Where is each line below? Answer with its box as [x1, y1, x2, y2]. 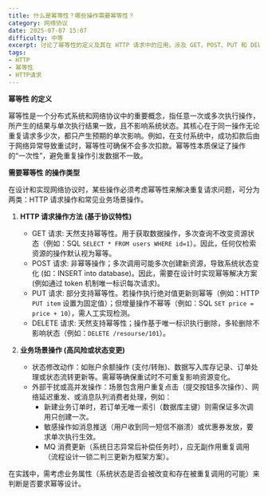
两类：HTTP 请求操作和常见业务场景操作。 [8, 195, 148, 204]
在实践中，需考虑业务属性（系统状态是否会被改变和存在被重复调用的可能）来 [8, 468, 260, 478]
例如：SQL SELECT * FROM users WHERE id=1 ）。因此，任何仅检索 [45, 238, 257, 248]
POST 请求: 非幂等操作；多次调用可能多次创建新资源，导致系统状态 [31, 258, 253, 268]
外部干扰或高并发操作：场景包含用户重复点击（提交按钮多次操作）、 [31, 382, 253, 392]
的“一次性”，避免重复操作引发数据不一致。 [8, 151, 148, 160]
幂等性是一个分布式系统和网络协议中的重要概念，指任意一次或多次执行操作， [8, 111, 260, 120]
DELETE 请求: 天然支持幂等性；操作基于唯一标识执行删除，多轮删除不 [31, 318, 260, 328]
